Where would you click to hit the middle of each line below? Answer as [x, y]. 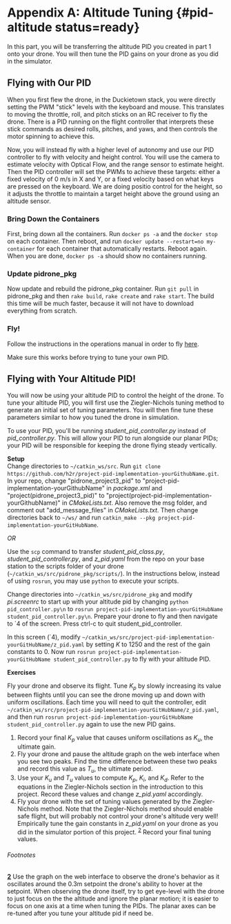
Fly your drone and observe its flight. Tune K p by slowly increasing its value [114, 687]
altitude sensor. [29, 201]
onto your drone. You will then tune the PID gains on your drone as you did [113, 54]
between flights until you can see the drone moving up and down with [106, 695]
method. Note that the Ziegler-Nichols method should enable [127, 809]
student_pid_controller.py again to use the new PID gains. [91, 724]
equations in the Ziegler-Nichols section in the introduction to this [110, 787]
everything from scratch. [42, 311]
